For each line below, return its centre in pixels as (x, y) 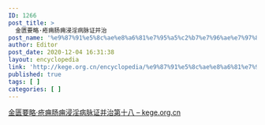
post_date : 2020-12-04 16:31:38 (61, 52)
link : (17, 67)
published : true (35, 74)
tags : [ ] (24, 81)
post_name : (26, 38)
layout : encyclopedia (44, 60)
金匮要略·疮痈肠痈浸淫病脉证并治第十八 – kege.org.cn (95, 112)
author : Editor (33, 45)
